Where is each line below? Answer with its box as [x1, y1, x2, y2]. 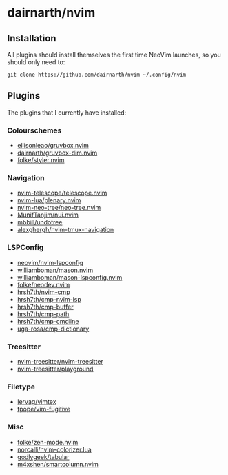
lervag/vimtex [17, 398, 56, 406]
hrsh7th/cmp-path [17, 309, 70, 318]
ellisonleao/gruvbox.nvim [17, 142, 90, 150]
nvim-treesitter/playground [17, 365, 94, 373]
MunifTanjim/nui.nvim [17, 211, 79, 219]
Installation [7, 32, 56, 44]
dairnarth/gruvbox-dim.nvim [17, 148, 98, 157]
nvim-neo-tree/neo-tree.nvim [17, 204, 101, 212]
